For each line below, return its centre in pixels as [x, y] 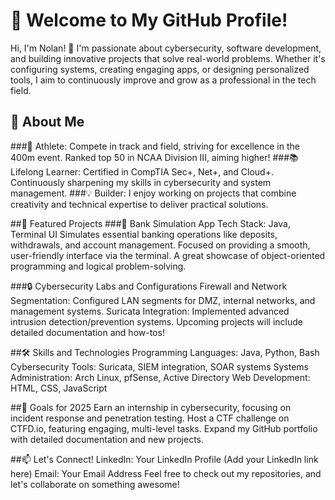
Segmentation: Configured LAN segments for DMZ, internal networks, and [163, 300]
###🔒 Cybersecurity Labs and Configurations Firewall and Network [149, 286]
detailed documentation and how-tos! [87, 332]
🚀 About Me [47, 122]
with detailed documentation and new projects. [107, 439]
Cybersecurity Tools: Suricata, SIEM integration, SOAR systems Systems [159, 366]
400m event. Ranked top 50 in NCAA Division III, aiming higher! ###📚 [154, 157]
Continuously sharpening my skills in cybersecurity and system [141, 182]
